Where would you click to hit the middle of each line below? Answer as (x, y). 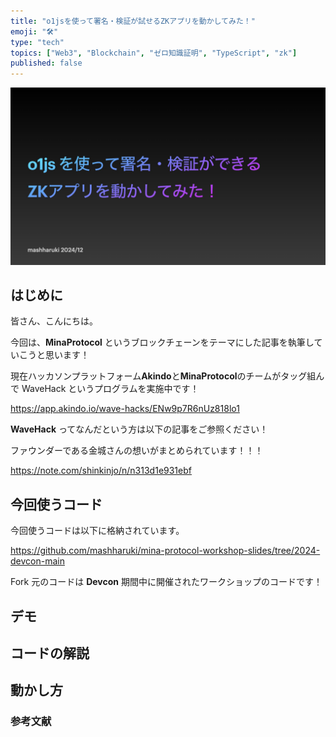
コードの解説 (50, 653)
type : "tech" (37, 42)
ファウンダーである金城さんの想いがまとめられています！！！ (137, 451)
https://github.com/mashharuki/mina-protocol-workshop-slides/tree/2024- (165, 551)
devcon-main (37, 561)
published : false (46, 63)
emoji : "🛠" (34, 31)
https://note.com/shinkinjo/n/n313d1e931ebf (101, 471)
